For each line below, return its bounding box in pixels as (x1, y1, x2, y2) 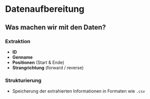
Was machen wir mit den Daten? (5, 23, 106, 32)
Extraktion (5, 38, 30, 45)
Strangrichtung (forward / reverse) (12, 65, 84, 70)
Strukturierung (5, 77, 42, 84)
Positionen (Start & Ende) (12, 59, 65, 65)
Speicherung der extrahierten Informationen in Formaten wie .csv (12, 88, 145, 94)
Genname (12, 54, 33, 60)
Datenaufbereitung (5, 3, 85, 15)
